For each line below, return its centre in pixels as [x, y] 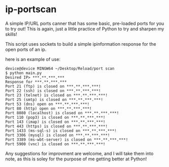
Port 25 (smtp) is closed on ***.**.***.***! [54, 99]
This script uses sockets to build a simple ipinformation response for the [81, 44]
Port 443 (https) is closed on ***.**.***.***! [57, 126]
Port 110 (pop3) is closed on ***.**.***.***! [55, 117]
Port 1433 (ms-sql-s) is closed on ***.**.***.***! [61, 130]
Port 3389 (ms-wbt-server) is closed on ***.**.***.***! [67, 140]
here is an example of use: [33, 59]
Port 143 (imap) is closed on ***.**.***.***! [55, 122]
